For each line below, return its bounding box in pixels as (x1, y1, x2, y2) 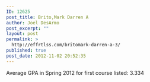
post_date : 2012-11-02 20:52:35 (6, 53, 86, 59)
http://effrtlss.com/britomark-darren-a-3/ (11, 42, 120, 48)
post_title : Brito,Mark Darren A (6, 14, 89, 20)
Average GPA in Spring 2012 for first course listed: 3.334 (6, 69, 144, 76)
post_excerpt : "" (6, 25, 49, 31)
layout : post (6, 31, 39, 37)
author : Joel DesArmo (6, 20, 60, 26)
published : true (6, 48, 46, 53)
